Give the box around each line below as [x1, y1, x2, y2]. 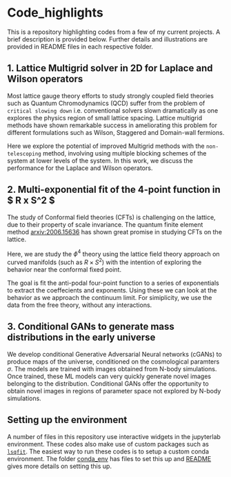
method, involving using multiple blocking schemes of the [42, 149, 207, 157]
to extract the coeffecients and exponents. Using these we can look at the [7, 286, 217, 294]
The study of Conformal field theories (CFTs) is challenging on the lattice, [7, 213, 216, 221]
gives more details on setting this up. [7, 462, 112, 470]
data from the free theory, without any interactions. [7, 301, 152, 309]
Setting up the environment [7, 414, 128, 426]
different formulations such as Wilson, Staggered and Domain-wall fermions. [7, 128, 225, 136]
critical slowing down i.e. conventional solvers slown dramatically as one [7, 106, 219, 115]
